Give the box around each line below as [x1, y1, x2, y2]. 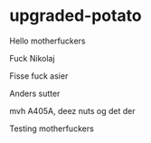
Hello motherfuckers [9, 35, 86, 46]
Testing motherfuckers [9, 123, 95, 134]
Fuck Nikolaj [9, 52, 56, 63]
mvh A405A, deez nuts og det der [9, 105, 136, 116]
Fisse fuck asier [9, 70, 69, 81]
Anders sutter [9, 88, 61, 99]
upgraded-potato [9, 5, 142, 26]
